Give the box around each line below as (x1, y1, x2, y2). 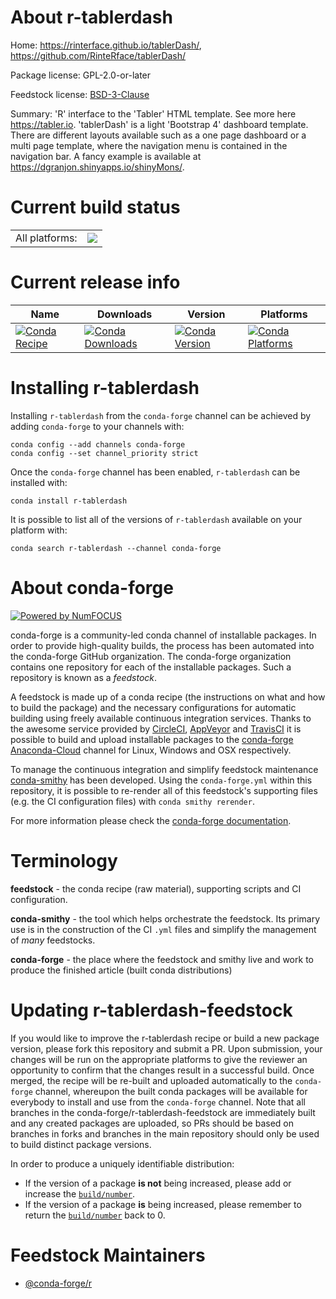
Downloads (96, 307, 153, 321)
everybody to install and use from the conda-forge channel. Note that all (10, 1096, 306, 1108)
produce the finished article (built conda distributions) (10, 964, 233, 976)
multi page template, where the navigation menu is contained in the (10, 139, 288, 151)
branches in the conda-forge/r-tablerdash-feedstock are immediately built (10, 1106, 316, 1118)
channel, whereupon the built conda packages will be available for (34, 1085, 308, 1097)
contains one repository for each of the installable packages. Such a (10, 661, 292, 673)
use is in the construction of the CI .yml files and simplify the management (10, 923, 317, 935)
